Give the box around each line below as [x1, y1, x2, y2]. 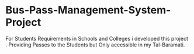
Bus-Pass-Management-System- [5, 3, 171, 17]
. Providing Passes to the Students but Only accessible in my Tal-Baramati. [5, 41, 185, 48]
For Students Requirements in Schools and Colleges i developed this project [5, 35, 188, 42]
